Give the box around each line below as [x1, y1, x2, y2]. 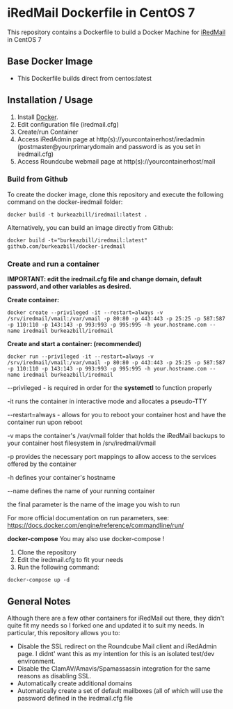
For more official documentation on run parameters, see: [7, 514, 169, 522]
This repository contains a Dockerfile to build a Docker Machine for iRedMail [7, 28, 226, 36]
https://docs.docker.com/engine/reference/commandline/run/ [7, 521, 184, 530]
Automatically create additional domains [17, 679, 133, 687]
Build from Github [7, 174, 68, 184]
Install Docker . [17, 113, 58, 121]
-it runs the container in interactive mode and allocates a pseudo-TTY [7, 397, 207, 405]
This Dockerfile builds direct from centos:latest [17, 74, 152, 82]
